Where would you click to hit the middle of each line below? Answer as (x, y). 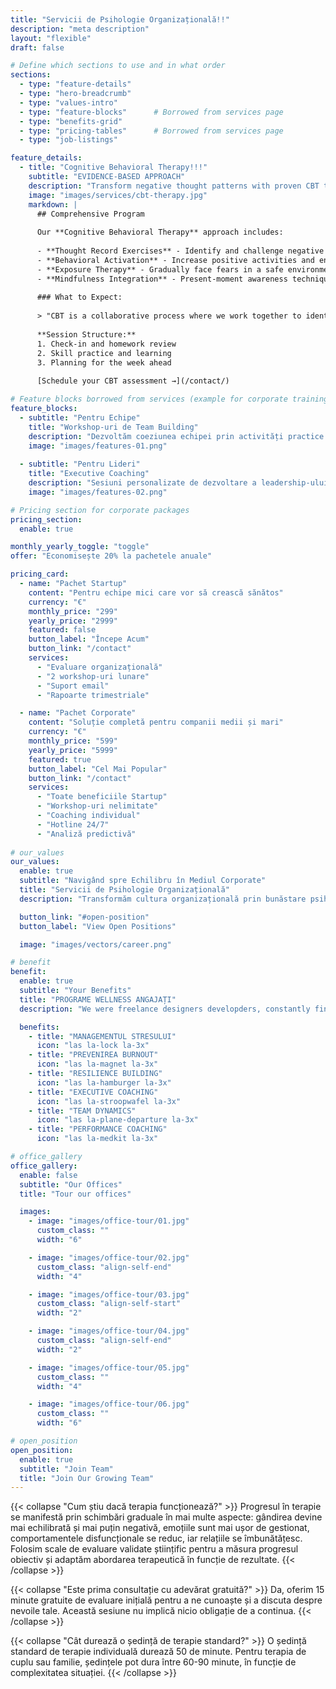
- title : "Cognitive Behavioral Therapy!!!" (113, 167)
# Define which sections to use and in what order (118, 66)
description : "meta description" (80, 29)
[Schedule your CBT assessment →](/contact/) (133, 381)
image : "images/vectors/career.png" (95, 944)
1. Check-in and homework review (106, 344)
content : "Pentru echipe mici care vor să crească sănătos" (156, 592)
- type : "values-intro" (68, 102)
